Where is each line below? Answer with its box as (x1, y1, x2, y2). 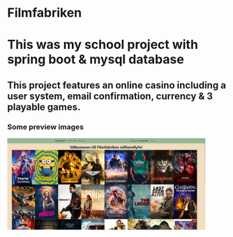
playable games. (7, 101, 81, 113)
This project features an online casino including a (7, 79, 227, 91)
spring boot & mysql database (7, 52, 185, 68)
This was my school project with (7, 37, 199, 53)
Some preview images (7, 122, 84, 132)
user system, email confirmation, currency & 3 (7, 90, 213, 102)
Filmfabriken (7, 5, 82, 21)
